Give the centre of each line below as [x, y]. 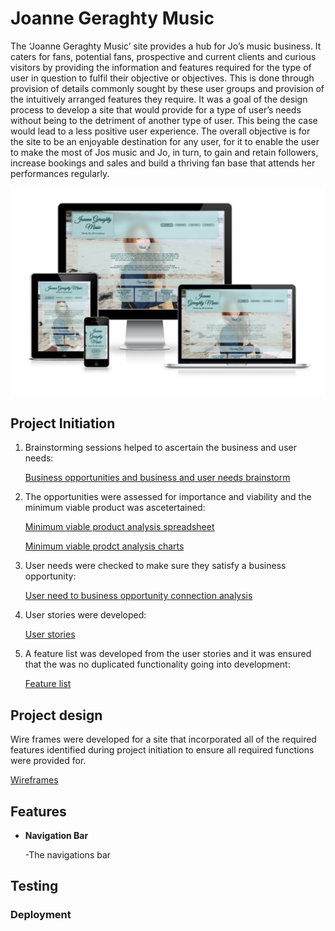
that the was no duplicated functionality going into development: [157, 664]
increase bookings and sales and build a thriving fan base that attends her [163, 163]
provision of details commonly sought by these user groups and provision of [167, 88]
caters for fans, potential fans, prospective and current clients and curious [163, 56]
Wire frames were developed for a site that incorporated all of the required [163, 739]
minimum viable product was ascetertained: [115, 508]
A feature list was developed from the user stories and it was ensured [168, 654]
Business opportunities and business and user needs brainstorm [157, 478]
